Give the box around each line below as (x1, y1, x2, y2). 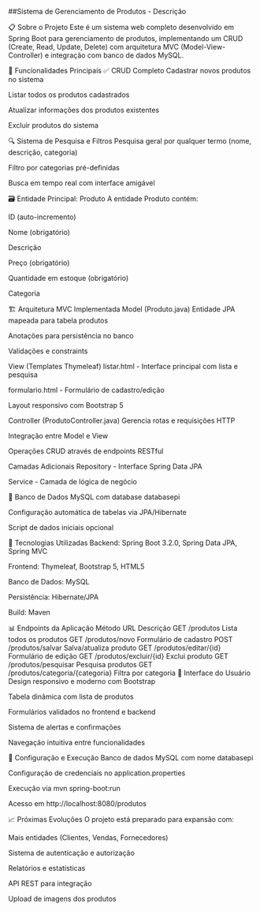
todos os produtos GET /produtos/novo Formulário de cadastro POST (8, 635, 233, 644)
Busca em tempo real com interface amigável (8, 178, 155, 188)
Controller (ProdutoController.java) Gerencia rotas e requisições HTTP (8, 416, 236, 425)
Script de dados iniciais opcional (8, 523, 114, 532)
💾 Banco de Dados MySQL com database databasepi (8, 492, 180, 502)
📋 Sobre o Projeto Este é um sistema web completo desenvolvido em (8, 23, 235, 32)
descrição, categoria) (8, 147, 78, 157)
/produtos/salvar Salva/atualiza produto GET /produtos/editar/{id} (8, 643, 221, 652)
